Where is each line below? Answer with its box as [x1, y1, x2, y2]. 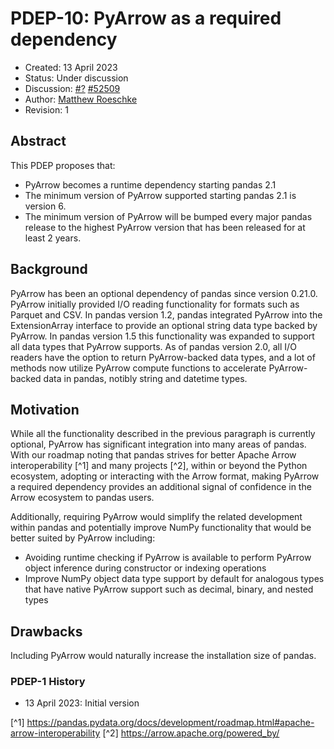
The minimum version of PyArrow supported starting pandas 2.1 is [24, 189, 297, 201]
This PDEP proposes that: [10, 159, 116, 171]
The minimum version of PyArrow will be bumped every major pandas [24, 210, 313, 222]
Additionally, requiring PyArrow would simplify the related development [10, 511, 303, 523]
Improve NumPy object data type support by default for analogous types [24, 573, 325, 585]
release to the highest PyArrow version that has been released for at [24, 221, 306, 233]
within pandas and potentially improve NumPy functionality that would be [10, 522, 312, 534]
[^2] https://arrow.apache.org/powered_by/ [102, 727, 280, 739]
